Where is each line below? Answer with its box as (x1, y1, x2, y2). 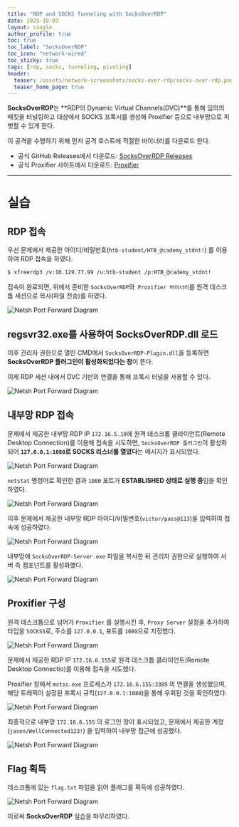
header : (7, 70, 31, 77)
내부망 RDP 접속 (7, 409, 75, 421)
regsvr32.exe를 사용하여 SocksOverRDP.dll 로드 (7, 328, 218, 340)
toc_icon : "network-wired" (7, 51, 87, 58)
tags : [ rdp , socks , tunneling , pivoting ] (7, 63, 132, 71)
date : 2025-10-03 (7, 17, 59, 24)
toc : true (7, 37, 37, 44)
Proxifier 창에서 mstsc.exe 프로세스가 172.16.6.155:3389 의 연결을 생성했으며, (7, 680, 226, 688)
